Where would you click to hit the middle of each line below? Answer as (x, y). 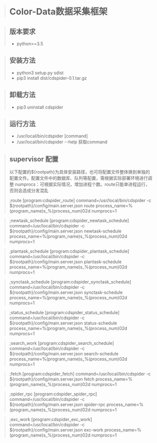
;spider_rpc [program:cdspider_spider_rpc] (53, 394)
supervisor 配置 (34, 159)
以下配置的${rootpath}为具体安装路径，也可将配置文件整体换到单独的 (79, 172)
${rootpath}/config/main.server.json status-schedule (63, 323)
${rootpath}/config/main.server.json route (52, 206)
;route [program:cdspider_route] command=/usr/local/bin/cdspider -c (80, 201)
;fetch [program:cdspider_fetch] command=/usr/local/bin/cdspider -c (80, 374)
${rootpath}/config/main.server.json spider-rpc (57, 405)
